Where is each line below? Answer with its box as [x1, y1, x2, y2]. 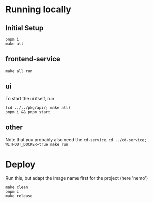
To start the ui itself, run [5, 95, 54, 101]
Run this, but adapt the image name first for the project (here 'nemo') [5, 175, 148, 181]
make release [5, 194, 33, 199]
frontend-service [5, 55, 60, 63]
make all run [5, 68, 33, 74]
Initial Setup [5, 24, 44, 32]
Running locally [5, 4, 72, 15]
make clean [5, 185, 28, 190]
